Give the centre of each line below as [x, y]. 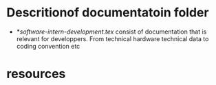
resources [36, 74]
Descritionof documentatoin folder [108, 13]
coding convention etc [48, 46]
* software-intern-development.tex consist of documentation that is [111, 32]
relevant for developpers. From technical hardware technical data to [112, 38]
